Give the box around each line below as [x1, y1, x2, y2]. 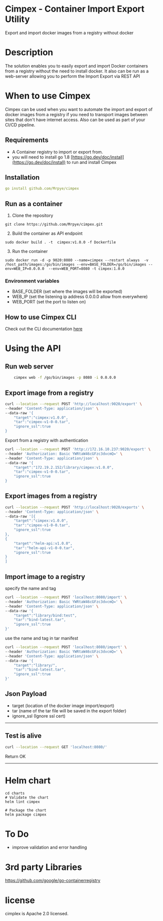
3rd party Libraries [5, 862, 82, 872]
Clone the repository [12, 213, 53, 218]
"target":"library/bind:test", [14, 613, 77, 618]
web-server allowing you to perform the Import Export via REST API [5, 73, 140, 79]
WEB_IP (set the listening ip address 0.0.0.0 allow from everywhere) [12, 294, 148, 300]
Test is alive [5, 732, 42, 740]
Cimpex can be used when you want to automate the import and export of [5, 106, 153, 112]
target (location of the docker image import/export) [12, 703, 114, 708]
